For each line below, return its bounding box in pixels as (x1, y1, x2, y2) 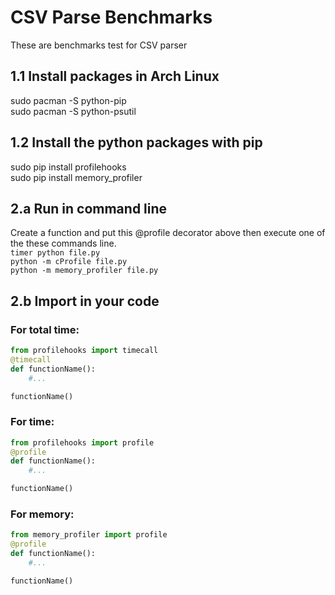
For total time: (10, 322, 80, 336)
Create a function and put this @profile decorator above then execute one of (10, 227, 326, 239)
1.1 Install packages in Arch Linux (10, 68, 220, 85)
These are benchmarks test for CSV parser (10, 39, 188, 51)
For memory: (10, 507, 75, 521)
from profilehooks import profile (10, 437, 155, 448)
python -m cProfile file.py (10, 257, 128, 267)
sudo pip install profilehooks (10, 161, 127, 173)
